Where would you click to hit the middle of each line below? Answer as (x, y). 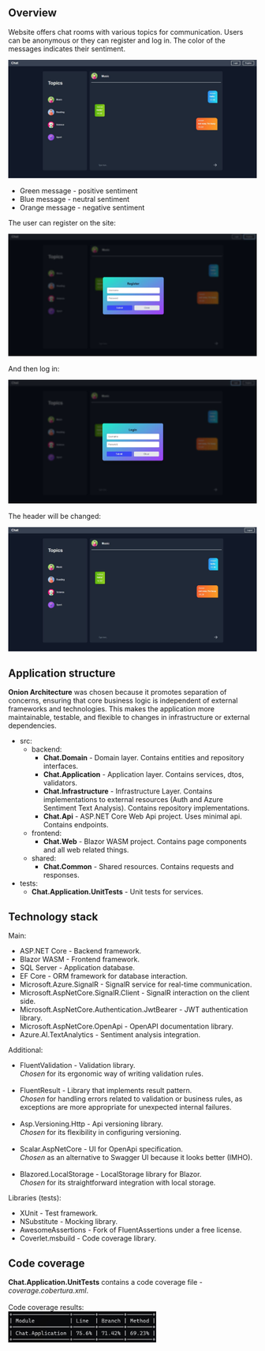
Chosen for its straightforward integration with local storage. (118, 1183)
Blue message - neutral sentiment (75, 199)
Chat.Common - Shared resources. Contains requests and (138, 867)
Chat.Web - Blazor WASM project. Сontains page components (145, 842)
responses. (62, 875)
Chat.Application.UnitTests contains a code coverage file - (105, 1282)
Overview (33, 13)
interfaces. (61, 766)
